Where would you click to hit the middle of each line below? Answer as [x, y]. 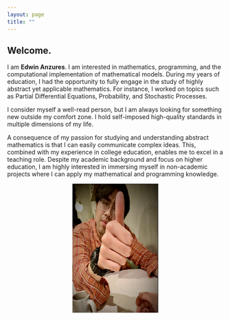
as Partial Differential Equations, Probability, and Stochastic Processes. [107, 96]
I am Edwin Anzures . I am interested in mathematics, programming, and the [114, 67]
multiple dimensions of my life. [50, 125]
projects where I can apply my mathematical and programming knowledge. [113, 174]
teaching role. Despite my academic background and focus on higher [105, 160]
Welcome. [29, 51]
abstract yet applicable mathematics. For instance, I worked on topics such [113, 89]
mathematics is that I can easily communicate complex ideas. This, [102, 145]
